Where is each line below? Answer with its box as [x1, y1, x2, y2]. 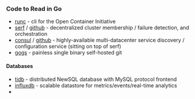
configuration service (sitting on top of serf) [14, 43, 122, 50]
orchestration [14, 30, 48, 37]
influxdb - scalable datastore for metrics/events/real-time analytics [14, 81, 177, 89]
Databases [6, 62, 34, 69]
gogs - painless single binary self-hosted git [14, 49, 123, 56]
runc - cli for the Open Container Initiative [14, 18, 116, 25]
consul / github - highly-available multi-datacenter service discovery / [14, 37, 184, 44]
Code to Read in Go [6, 5, 62, 13]
